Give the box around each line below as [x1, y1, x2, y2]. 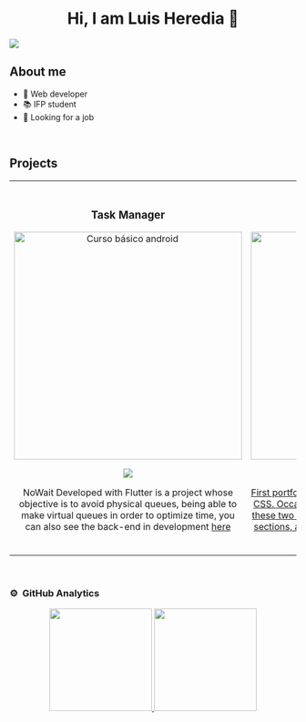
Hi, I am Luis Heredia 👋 [66, 8, 240, 29]
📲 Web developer [22, 88, 88, 99]
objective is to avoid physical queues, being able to [18, 498, 238, 511]
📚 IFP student [22, 98, 77, 109]
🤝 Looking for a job [22, 111, 95, 122]
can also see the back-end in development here [25, 521, 231, 534]
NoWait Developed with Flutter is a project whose [22, 486, 234, 499]
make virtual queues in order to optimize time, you [21, 509, 235, 522]
